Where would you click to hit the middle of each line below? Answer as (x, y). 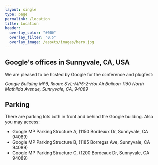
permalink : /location (27, 19)
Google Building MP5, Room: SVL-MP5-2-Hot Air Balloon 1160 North (75, 84)
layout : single (21, 10)
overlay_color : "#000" (33, 33)
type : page (16, 14)
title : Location (22, 24)
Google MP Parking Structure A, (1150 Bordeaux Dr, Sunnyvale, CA (80, 132)
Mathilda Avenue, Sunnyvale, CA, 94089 (47, 89)
